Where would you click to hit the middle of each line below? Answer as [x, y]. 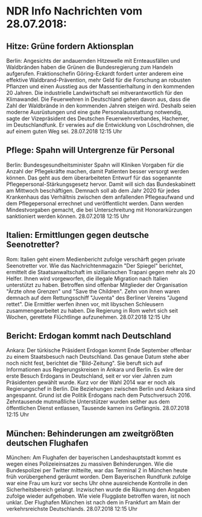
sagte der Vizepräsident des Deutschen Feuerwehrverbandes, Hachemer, [98, 118]
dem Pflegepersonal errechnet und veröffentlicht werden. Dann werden [95, 203]
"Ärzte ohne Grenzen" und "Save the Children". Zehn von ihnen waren [93, 291]
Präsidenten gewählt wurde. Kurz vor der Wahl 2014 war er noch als [91, 382]
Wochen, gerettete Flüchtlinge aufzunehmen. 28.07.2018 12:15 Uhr [89, 317]
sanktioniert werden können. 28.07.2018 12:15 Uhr [68, 216]
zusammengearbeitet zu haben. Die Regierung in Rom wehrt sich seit [92, 310]
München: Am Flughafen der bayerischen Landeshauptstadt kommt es [94, 458]
